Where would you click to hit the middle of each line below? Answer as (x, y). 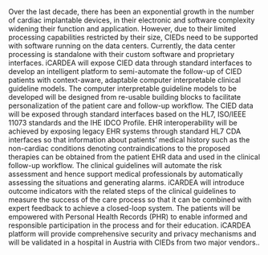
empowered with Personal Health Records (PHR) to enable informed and (128, 217)
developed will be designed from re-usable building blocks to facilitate (125, 97)
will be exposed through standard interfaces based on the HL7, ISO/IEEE (127, 114)
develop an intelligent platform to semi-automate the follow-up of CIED (125, 71)
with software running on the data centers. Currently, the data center (122, 46)
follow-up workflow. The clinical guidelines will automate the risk (115, 165)
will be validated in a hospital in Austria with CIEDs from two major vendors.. (134, 242)
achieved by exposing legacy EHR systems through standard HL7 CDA (125, 131)
